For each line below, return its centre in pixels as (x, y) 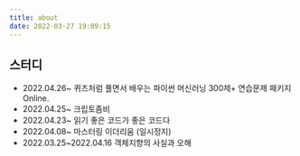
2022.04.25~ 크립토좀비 (66, 109)
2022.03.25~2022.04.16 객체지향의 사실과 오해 (107, 143)
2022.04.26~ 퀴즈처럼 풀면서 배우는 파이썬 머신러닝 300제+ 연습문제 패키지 (157, 88)
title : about (34, 18)
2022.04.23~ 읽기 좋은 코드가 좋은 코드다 (96, 120)
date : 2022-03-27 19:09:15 (60, 26)
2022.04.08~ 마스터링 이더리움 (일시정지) (97, 132)
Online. (36, 98)
